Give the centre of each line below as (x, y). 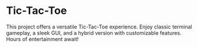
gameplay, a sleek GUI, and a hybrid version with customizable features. (94, 32)
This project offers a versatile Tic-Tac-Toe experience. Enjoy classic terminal (99, 27)
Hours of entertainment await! (42, 39)
